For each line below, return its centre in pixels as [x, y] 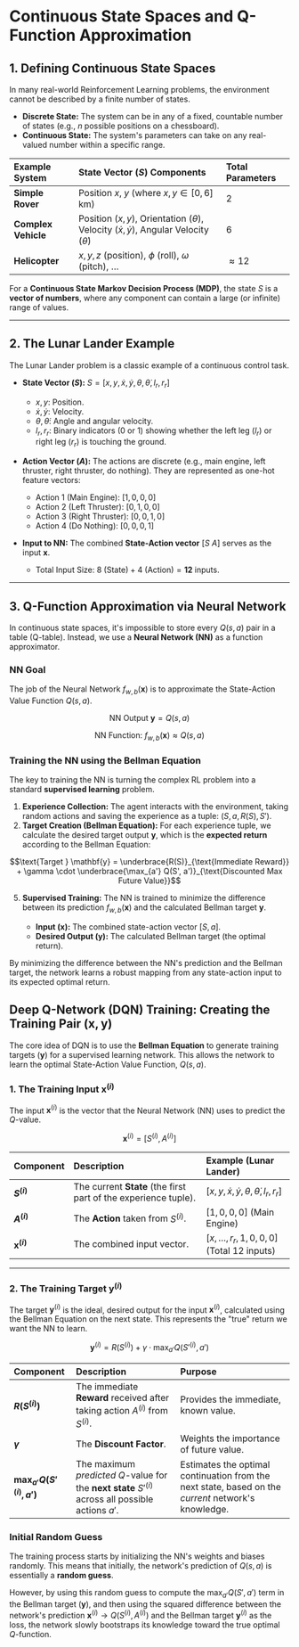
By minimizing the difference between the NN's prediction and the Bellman [146, 963]
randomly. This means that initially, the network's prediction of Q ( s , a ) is [141, 1566]
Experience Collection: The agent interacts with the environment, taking [155, 807]
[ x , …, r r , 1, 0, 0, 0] [242, 1239]
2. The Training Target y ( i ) [66, 1288]
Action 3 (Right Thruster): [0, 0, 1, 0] [100, 516]
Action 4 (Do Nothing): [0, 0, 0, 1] [94, 526]
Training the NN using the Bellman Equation [105, 760]
